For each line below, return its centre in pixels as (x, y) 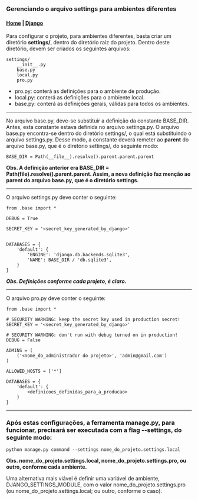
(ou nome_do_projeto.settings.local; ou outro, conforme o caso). (84, 491)
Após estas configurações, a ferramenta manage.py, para (90, 423)
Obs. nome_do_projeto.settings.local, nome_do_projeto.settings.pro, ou (96, 461)
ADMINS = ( (19, 351)
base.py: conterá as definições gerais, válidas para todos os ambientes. (102, 104)
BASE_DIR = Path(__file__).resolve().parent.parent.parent (80, 157)
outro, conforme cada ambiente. (47, 467)
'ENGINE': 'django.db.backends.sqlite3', (79, 255)
